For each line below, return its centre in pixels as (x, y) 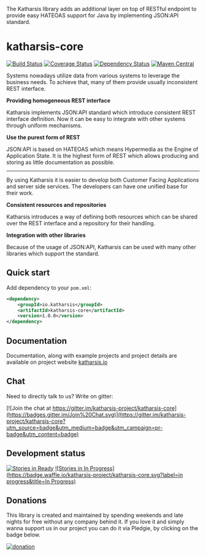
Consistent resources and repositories (56, 204)
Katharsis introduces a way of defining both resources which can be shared (102, 217)
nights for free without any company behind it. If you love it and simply (95, 522)
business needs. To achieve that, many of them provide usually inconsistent (102, 82)
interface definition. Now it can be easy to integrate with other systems (96, 118)
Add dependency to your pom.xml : (49, 287)
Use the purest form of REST (44, 137)
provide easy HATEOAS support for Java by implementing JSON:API (93, 15)
